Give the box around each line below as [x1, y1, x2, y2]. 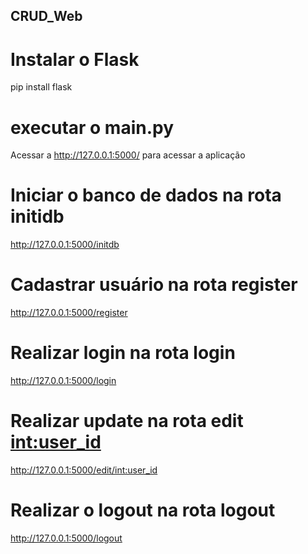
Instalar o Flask [10, 48, 140, 71]
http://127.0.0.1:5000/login [10, 375, 117, 387]
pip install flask [10, 81, 73, 93]
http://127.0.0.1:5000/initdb [10, 239, 120, 251]
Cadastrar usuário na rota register [10, 274, 298, 296]
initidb [10, 205, 65, 228]
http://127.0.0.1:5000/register [10, 307, 128, 319]
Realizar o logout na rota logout [10, 499, 276, 522]
